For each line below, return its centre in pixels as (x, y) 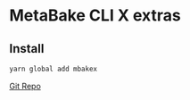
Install (27, 49)
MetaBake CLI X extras (95, 16)
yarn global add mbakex (54, 69)
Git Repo (25, 86)
